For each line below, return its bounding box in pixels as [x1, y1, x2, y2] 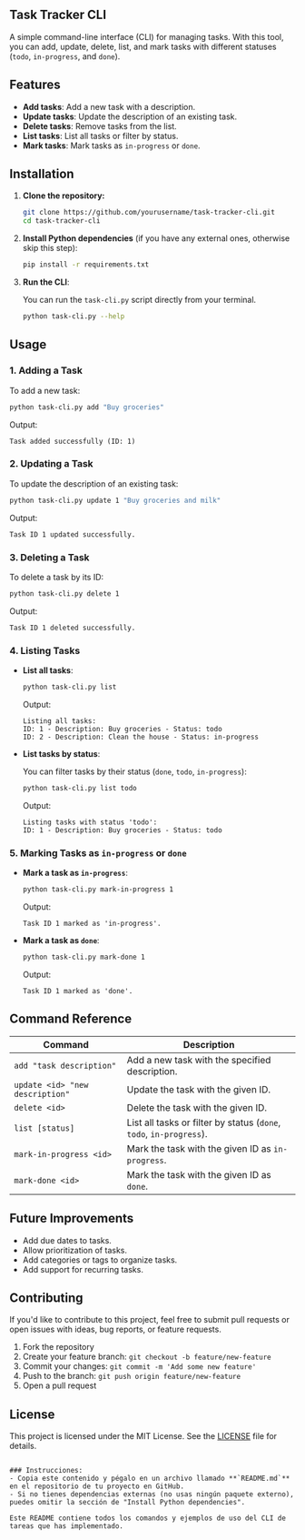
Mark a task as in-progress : [22, 868, 129, 879]
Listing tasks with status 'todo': [22, 818, 158, 827]
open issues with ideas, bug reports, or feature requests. [9, 1324, 222, 1335]
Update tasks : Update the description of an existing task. [22, 111, 238, 122]
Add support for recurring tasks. [22, 1263, 143, 1274]
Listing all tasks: [22, 717, 97, 726]
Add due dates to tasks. [22, 1234, 112, 1245]
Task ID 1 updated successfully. [9, 529, 136, 539]
